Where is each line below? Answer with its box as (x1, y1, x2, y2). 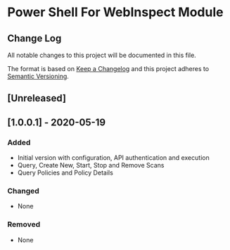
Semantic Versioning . (7, 72, 69, 80)
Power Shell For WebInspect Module (7, 4, 224, 20)
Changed (7, 186, 40, 196)
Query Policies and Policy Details (17, 168, 114, 177)
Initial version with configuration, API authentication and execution (17, 154, 210, 162)
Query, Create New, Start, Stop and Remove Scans (17, 161, 165, 170)
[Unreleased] (7, 92, 67, 104)
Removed (7, 220, 41, 230)
